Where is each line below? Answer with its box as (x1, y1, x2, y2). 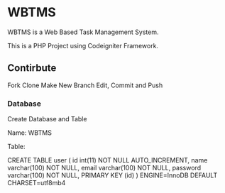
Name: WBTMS (7, 128, 52, 137)
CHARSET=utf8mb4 (7, 179, 66, 187)
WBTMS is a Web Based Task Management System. (7, 28, 159, 36)
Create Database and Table (7, 115, 87, 123)
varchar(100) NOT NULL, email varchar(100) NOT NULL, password (7, 164, 201, 172)
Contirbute (7, 62, 57, 75)
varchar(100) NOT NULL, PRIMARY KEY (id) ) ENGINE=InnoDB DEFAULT (7, 171, 218, 180)
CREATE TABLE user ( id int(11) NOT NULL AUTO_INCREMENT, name (7, 156, 208, 165)
